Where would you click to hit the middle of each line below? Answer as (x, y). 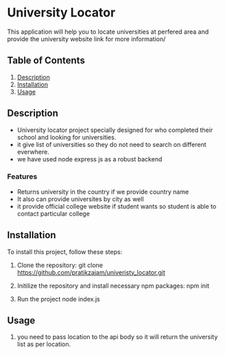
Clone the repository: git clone (60, 265)
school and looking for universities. (67, 137)
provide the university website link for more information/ (86, 38)
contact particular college (54, 214)
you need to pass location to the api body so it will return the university (117, 337)
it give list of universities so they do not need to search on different (112, 144)
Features (22, 176)
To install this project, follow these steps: (65, 251)
